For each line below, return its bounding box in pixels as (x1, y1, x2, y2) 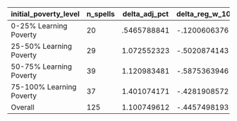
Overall (11, 103, 35, 112)
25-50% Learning (11, 42, 73, 51)
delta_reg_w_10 (176, 9, 231, 18)
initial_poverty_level (11, 9, 80, 18)
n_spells (86, 9, 115, 18)
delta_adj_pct (122, 9, 169, 18)
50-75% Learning (11, 62, 73, 71)
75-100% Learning (11, 82, 77, 91)
